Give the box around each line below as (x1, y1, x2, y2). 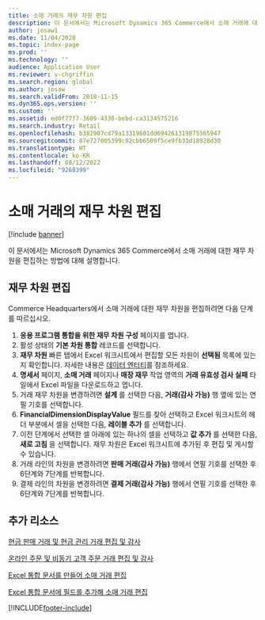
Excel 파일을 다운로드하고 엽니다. (40, 379, 144, 389)
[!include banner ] (8, 229, 65, 238)
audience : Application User (8, 63, 101, 71)
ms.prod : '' (8, 48, 47, 56)
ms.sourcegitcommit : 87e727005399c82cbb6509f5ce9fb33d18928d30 (8, 136, 221, 145)
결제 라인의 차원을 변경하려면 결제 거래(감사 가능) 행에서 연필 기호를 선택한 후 (19, 478, 257, 488)
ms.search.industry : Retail (8, 122, 101, 130)
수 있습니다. (19, 449, 57, 458)
